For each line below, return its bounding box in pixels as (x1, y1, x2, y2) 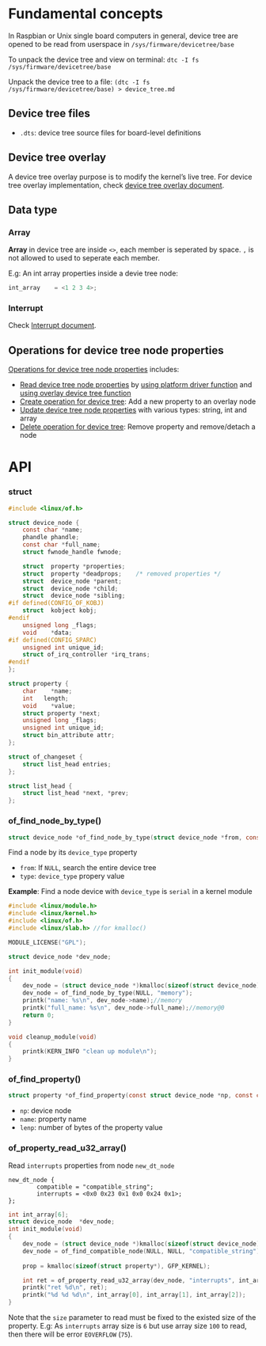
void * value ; (22, 702, 77, 709)
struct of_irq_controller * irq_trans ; (22, 651, 150, 659)
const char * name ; (22, 526, 83, 534)
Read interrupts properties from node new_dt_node (8, 1161, 175, 1170)
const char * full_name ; (22, 541, 101, 549)
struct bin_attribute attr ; (22, 732, 115, 740)
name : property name (19, 1114, 87, 1124)
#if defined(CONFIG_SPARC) (8, 636, 97, 644)
